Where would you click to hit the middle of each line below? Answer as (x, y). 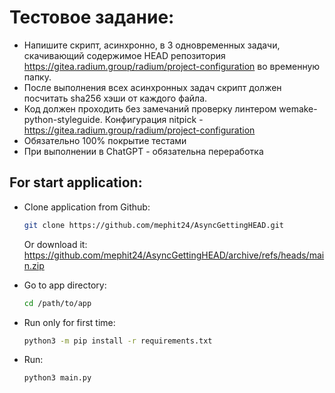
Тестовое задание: (92, 17)
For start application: (76, 182)
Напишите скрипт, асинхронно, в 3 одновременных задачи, (152, 45)
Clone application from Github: (87, 207)
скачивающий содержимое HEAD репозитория (124, 55)
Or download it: (55, 244)
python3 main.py (57, 378)
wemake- (298, 108)
